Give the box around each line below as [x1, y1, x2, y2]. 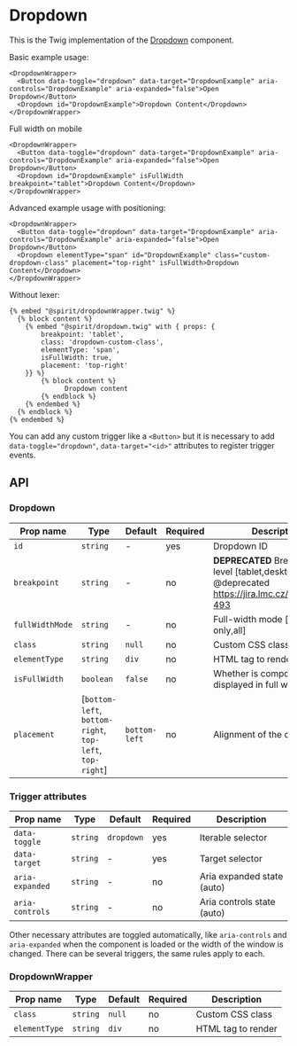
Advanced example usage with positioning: [9, 202, 166, 213]
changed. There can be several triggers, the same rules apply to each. [9, 948, 265, 958]
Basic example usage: [9, 51, 89, 62]
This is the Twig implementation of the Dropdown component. [9, 35, 234, 45]
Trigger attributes [9, 790, 87, 802]
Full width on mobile [9, 123, 82, 134]
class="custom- [215, 250, 271, 260]
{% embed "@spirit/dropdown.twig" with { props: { [25, 322, 216, 331]
